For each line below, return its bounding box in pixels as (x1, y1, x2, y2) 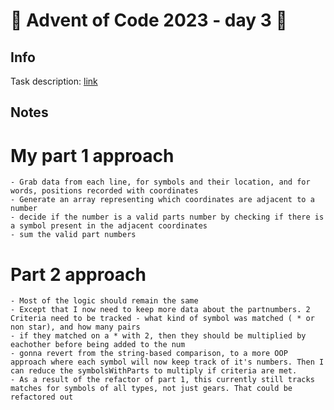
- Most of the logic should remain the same (10, 296, 199, 306)
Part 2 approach (10, 263, 147, 286)
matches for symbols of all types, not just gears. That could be (10, 384, 293, 394)
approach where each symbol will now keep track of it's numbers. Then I (10, 357, 325, 368)
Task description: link (10, 75, 98, 87)
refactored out (10, 392, 74, 403)
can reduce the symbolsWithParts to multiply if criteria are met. (10, 366, 298, 376)
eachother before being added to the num (10, 340, 186, 350)
